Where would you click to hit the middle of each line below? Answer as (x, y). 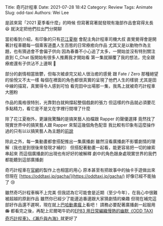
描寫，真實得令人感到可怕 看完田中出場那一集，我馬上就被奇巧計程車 (87, 86)
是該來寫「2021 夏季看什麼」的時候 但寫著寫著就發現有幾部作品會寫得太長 (79, 23)
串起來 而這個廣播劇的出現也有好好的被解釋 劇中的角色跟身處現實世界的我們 (81, 153)
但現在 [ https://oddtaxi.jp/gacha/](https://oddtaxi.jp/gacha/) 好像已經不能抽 (81, 176)
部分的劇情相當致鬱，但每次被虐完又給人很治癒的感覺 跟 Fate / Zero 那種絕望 (82, 74)
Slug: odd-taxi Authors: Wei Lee (37, 13)
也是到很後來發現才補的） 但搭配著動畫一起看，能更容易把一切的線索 (87, 147)
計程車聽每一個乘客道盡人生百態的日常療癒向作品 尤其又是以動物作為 (78, 45)
